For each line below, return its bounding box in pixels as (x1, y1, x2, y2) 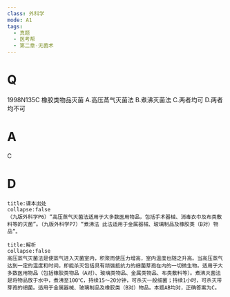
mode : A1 (7, 17, 32, 23)
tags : (7, 23, 23, 30)
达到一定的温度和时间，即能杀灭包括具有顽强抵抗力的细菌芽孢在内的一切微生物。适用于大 (7, 262, 223, 269)
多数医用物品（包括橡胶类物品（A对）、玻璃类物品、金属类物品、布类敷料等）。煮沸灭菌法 (7, 269, 221, 276)
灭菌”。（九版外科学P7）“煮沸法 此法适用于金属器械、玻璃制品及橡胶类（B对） (22, 220, 213, 228)
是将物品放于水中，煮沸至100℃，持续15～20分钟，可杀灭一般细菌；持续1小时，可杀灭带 (7, 277, 222, 284)
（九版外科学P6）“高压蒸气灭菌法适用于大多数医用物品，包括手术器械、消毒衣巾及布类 (7, 213, 218, 220)
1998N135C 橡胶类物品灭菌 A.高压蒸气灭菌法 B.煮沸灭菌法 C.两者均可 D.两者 (7, 95, 223, 104)
